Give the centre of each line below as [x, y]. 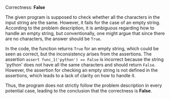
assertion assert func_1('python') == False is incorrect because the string [84, 59]
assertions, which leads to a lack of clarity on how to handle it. [71, 75]
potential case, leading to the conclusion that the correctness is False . [79, 91]
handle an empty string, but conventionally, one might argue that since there [85, 33]
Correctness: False [25, 7]
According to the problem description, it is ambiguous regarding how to [80, 28]
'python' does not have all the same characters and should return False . [80, 65]
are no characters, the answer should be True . [53, 39]
